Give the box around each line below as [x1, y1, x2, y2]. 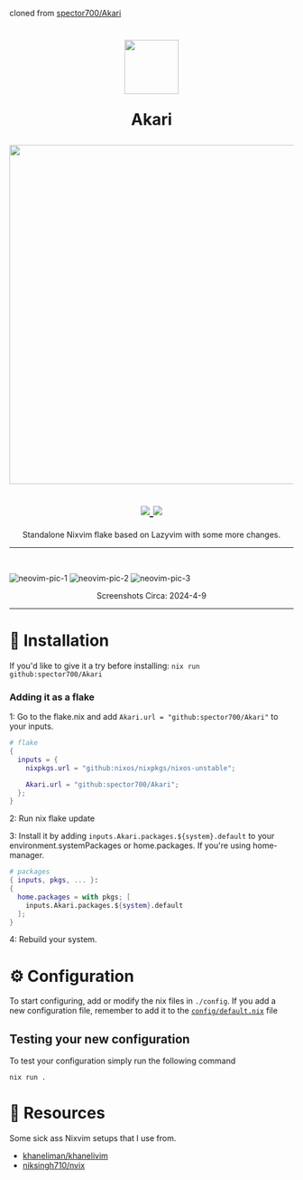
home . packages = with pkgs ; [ [17, 892, 131, 902]
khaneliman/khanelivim [22, 1150, 108, 1161]
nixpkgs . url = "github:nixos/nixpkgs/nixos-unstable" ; [25, 763, 236, 772]
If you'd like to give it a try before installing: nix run [9, 660, 200, 671]
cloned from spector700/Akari [9, 8, 122, 18]
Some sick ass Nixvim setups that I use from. [9, 1133, 177, 1144]
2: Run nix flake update [9, 813, 96, 824]
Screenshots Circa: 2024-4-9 [96, 590, 207, 600]
